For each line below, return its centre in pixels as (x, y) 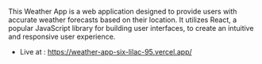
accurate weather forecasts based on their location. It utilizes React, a (123, 20)
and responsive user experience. (62, 36)
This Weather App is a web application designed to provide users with (123, 11)
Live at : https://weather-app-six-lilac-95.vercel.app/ (106, 52)
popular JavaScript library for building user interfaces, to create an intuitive (131, 28)
